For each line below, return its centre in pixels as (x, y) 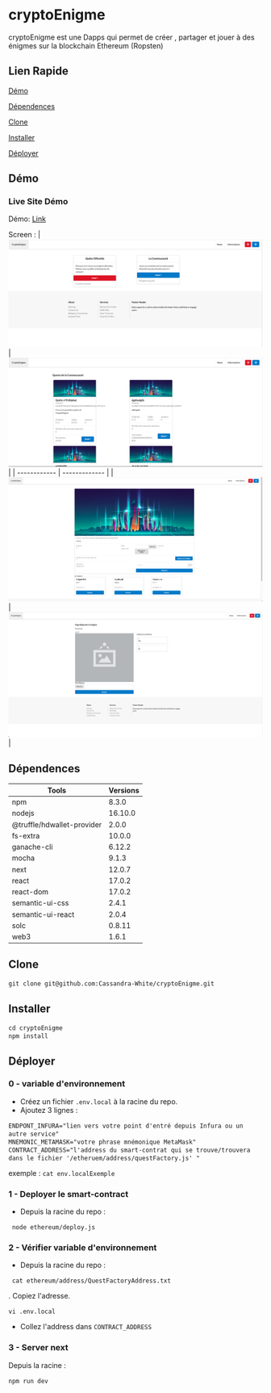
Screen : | (25, 235)
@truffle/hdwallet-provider (57, 824)
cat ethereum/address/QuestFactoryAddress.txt (92, 1281)
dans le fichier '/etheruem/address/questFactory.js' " (104, 1158)
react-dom (30, 892)
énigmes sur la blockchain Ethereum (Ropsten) (86, 45)
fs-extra (26, 835)
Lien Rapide (38, 71)
